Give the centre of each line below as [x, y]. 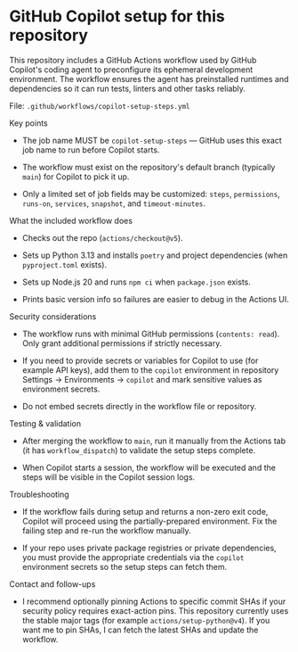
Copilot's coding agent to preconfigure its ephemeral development [131, 70]
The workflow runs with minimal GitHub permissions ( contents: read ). [151, 334]
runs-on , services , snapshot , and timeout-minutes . [114, 203]
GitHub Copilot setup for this [117, 17]
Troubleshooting [39, 494]
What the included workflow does [71, 220]
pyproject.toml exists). [64, 264]
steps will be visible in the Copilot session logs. [109, 477]
